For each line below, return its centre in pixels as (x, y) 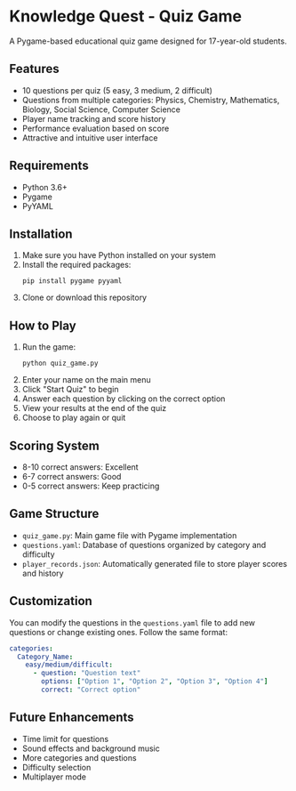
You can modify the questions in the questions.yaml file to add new (132, 622)
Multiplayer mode (54, 777)
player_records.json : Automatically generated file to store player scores (154, 563)
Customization (51, 601)
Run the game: (49, 347)
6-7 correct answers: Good (72, 476)
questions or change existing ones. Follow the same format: (119, 632)
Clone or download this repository (84, 298)
